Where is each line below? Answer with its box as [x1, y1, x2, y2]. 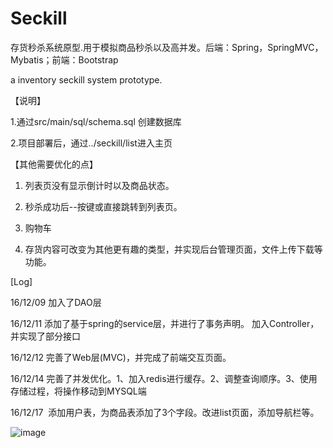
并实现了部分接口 [10, 330, 81, 342]
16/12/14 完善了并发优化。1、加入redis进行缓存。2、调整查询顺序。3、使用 [10, 372, 318, 384]
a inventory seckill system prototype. [10, 73, 163, 86]
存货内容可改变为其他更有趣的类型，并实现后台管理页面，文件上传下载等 [24, 243, 323, 255]
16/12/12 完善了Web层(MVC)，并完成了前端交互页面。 [10, 351, 232, 363]
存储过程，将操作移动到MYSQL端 [10, 385, 147, 397]
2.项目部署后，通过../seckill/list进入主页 [10, 137, 173, 149]
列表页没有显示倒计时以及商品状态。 [24, 179, 175, 191]
